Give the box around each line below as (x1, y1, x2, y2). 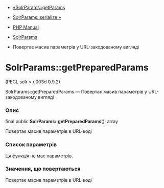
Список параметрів (5, 141, 57, 148)
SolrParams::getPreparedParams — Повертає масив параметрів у (5, 88, 147, 95)
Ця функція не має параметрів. (5, 153, 73, 159)
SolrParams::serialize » (12, 14, 61, 20)
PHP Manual (12, 24, 39, 30)
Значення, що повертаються (5, 166, 81, 173)
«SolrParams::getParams (12, 5, 65, 10)
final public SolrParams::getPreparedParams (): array (5, 119, 119, 125)
